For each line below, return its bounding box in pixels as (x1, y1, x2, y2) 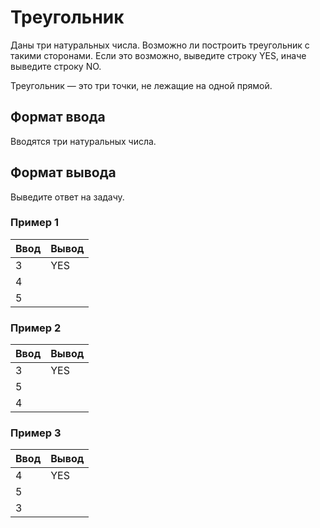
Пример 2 (10, 321, 62, 335)
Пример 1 (10, 216, 59, 230)
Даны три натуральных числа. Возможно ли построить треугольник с (10, 39, 310, 51)
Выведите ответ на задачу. (10, 191, 125, 203)
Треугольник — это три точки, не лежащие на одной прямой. (10, 79, 273, 91)
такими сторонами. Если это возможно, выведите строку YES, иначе (10, 49, 307, 61)
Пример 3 (10, 426, 62, 440)
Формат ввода (10, 109, 106, 126)
